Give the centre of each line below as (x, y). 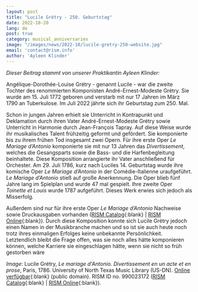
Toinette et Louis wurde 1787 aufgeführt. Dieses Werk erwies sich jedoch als (99, 190)
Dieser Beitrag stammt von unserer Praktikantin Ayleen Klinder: (83, 72)
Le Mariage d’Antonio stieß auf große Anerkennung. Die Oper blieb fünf (93, 177)
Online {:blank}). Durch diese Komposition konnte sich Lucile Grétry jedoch (97, 221)
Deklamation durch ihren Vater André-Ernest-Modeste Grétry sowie (88, 121)
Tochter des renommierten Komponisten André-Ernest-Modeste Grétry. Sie (98, 90)
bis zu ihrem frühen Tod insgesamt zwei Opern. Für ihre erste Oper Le (91, 139)
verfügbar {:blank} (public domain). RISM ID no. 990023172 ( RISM (86, 276)
